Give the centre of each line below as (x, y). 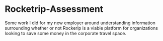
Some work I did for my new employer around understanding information (80, 23)
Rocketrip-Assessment (54, 9)
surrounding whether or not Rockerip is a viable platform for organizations (81, 28)
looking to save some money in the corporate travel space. (66, 33)
